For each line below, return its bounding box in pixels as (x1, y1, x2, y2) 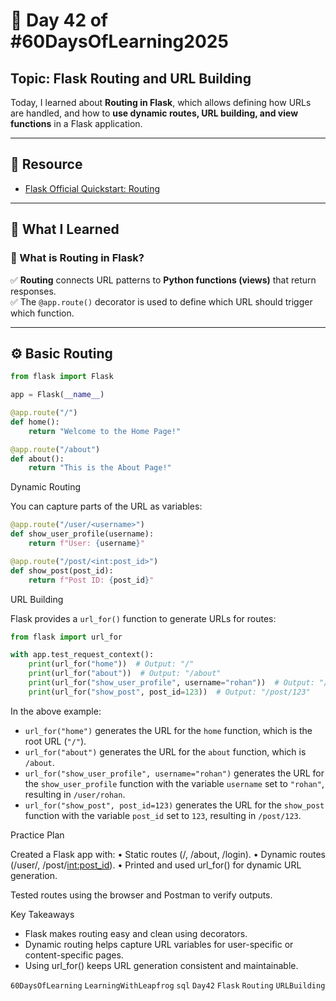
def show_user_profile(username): (10, 529, 155, 539)
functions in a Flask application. (10, 118, 143, 129)
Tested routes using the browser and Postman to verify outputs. (10, 889, 273, 901)
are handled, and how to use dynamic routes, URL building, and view (10, 107, 299, 119)
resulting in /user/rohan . (24, 788, 126, 800)
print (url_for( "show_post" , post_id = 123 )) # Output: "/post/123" (28, 687, 311, 697)
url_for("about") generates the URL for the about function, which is (24, 745, 307, 758)
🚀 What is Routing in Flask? (10, 251, 145, 265)
